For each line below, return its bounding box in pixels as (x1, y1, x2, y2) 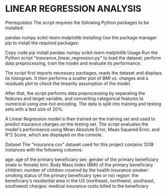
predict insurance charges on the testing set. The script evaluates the (5, 121, 148, 127)
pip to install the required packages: (5, 39, 79, 45)
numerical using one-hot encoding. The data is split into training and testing (5, 100, 161, 106)
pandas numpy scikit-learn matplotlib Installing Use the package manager (5, 34, 157, 40)
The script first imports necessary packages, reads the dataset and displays (5, 69, 162, 75)
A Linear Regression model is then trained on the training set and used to (5, 115, 155, 121)
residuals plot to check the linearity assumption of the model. (5, 80, 131, 86)
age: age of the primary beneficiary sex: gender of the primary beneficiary (5, 156, 159, 162)
